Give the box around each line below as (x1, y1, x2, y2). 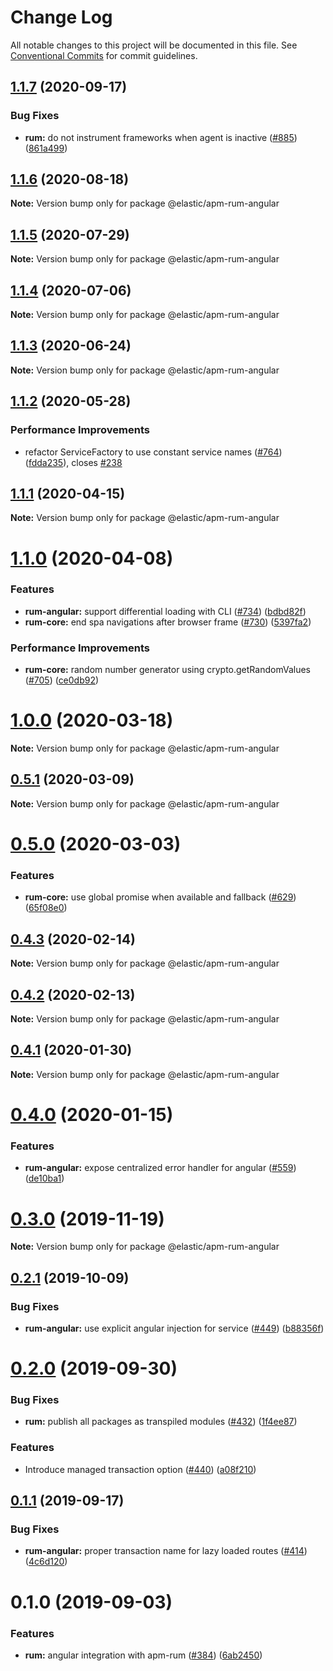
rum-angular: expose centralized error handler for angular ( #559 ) (24, 1162, 297, 1174)
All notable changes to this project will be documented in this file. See (10, 39, 298, 51)
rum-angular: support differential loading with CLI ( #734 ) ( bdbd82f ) (24, 605, 307, 617)
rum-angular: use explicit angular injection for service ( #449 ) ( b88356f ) (24, 1322, 325, 1334)
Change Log (10, 6, 113, 29)
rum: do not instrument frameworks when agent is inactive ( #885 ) (24, 131, 298, 143)
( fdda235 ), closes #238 (24, 456, 123, 468)
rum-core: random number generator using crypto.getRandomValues (24, 664, 311, 676)
